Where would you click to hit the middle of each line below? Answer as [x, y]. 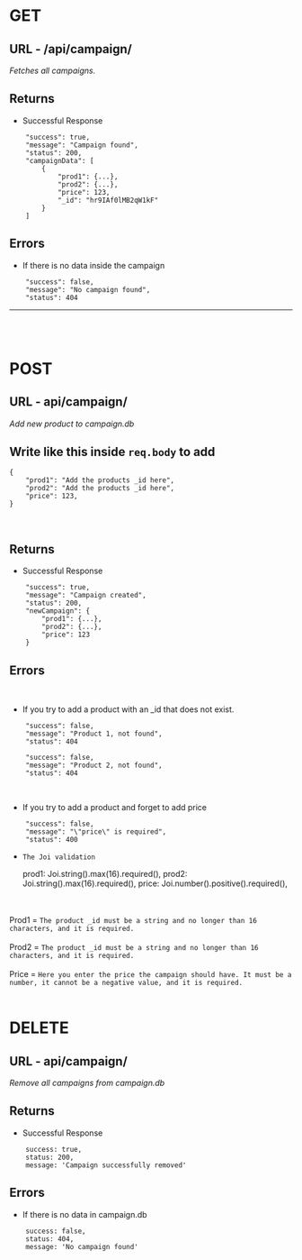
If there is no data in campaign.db [84, 1214]
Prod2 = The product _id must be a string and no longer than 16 [134, 947]
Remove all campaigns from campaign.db [87, 1083]
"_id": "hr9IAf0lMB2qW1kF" [108, 200]
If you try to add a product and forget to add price [115, 808]
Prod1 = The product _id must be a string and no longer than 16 [133, 920]
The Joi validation [59, 857]
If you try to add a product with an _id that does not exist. [128, 709]
